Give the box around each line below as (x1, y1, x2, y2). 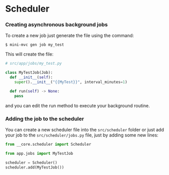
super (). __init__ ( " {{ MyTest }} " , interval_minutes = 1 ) (14, 79, 128, 85)
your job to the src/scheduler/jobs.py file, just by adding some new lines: (5, 132, 159, 138)
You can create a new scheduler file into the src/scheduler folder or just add (5, 127, 164, 133)
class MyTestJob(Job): (5, 70, 53, 75)
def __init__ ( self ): (10, 75, 53, 80)
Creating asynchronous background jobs (5, 21, 108, 28)
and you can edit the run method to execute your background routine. (5, 102, 150, 109)
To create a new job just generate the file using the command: (5, 32, 134, 38)
